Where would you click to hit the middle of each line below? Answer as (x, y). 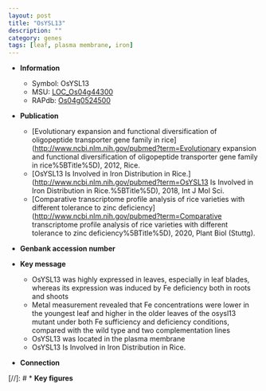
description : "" (35, 30)
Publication (39, 116)
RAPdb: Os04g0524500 (71, 101)
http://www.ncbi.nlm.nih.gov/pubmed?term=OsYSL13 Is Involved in (144, 182)
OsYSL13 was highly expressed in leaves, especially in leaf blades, (141, 279)
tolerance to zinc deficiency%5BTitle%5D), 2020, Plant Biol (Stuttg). (143, 233)
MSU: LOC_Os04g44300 (72, 92)
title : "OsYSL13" (37, 23)
